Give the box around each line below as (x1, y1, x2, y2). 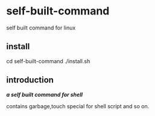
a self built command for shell (6, 91, 83, 98)
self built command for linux (6, 24, 76, 31)
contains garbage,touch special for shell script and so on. (6, 102, 150, 109)
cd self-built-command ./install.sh (6, 57, 90, 64)
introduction (6, 75, 54, 85)
